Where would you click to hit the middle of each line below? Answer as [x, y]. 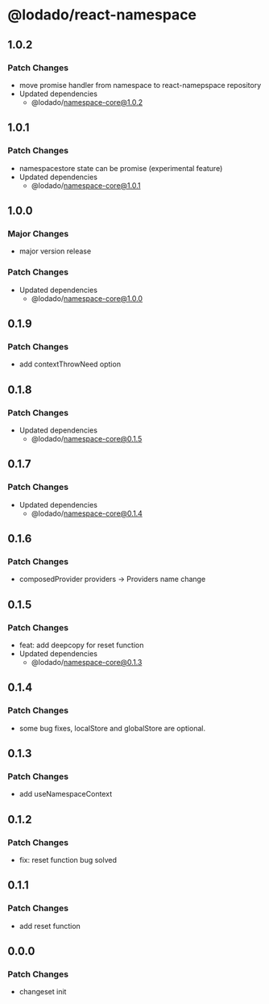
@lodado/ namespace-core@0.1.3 [87, 662]
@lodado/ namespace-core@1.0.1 [86, 185]
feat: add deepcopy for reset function [81, 645]
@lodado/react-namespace [102, 15]
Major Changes [38, 233]
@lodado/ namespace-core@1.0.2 [87, 102]
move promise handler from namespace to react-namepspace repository [140, 85]
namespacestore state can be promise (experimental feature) [121, 168]
